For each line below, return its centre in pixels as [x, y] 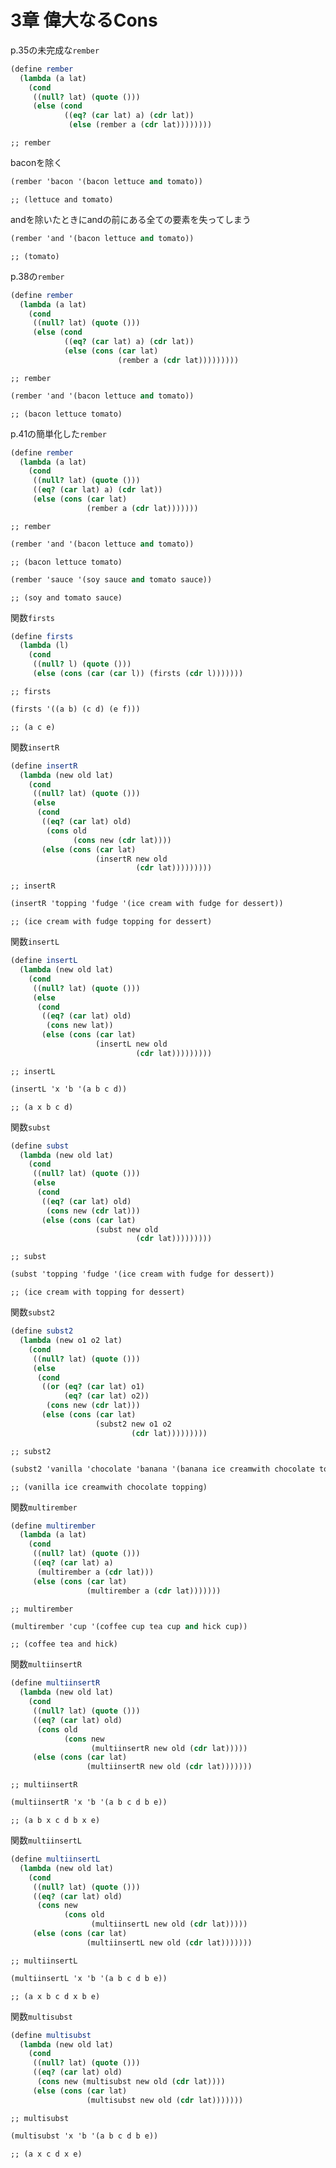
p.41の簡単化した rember [59, 433]
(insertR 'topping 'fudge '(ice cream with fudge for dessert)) [147, 904]
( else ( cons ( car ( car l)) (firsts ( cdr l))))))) [138, 674]
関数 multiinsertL [46, 1840]
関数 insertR [35, 747]
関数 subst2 [32, 1312]
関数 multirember [44, 1507]
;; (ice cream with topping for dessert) [98, 1292]
